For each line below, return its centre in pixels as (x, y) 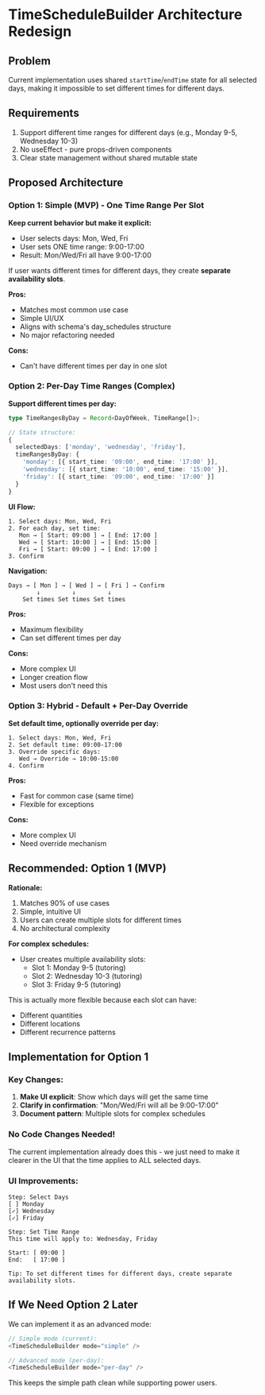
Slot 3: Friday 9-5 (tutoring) (76, 984)
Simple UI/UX (42, 318)
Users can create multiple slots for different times (101, 920)
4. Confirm (26, 765)
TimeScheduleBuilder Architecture (125, 15)
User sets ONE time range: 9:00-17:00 (82, 246)
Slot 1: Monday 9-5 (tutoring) (79, 968)
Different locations (50, 1023)
